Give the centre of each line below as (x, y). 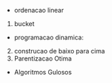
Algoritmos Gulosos (43, 72)
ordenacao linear (39, 10)
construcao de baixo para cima (59, 51)
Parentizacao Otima (43, 58)
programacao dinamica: (49, 37)
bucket (24, 24)
